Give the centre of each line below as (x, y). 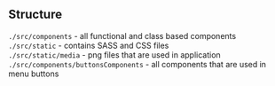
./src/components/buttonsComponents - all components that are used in (137, 64)
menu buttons (34, 74)
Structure (35, 15)
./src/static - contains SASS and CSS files (89, 45)
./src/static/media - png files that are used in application (114, 55)
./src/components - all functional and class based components (122, 35)
